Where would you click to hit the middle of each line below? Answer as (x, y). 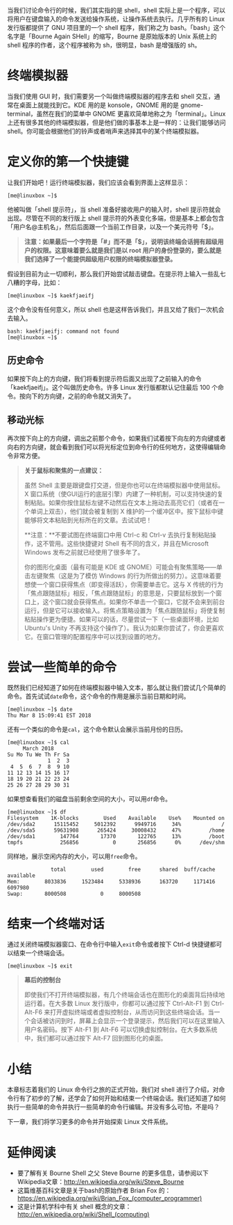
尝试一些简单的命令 (62, 667)
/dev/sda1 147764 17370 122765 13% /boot (116, 837)
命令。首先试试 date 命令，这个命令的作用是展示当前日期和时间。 (98, 696)
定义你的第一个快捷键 (68, 162)
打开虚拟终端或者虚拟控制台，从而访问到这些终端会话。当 (132, 1012)
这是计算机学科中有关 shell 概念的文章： (74, 1207)
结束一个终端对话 (56, 924)
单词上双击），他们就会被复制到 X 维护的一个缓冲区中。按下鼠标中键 (127, 511)
